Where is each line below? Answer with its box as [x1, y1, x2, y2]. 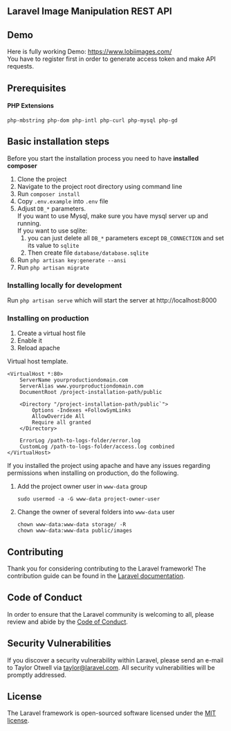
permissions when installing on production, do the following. [7, 469, 179, 477]
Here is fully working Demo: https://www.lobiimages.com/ [7, 48, 172, 56]
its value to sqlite [27, 241, 80, 249]
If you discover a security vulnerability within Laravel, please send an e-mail [7, 656, 223, 664]
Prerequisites [7, 82, 66, 94]
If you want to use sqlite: [17, 226, 88, 235]
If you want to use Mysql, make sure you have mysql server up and [17, 211, 209, 220]
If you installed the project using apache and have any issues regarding [7, 462, 211, 470]
